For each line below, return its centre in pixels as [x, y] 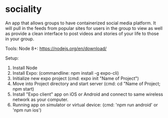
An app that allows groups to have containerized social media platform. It [81, 23]
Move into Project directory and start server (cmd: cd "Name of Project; [86, 84]
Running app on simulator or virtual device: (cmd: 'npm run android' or [85, 105]
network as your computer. [40, 99]
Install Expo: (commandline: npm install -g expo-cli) [66, 73]
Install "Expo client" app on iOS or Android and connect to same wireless [88, 94]
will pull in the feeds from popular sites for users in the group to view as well [84, 28]
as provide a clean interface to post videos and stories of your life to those [82, 33]
